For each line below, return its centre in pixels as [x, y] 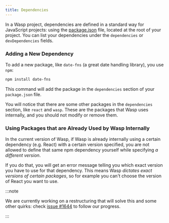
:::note [12, 191]
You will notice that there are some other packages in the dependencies [79, 104]
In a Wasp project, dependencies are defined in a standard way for [75, 24]
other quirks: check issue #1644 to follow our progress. [63, 206]
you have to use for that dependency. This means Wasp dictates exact [79, 171]
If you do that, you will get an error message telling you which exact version [84, 165]
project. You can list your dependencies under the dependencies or [74, 35]
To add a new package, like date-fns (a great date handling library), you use [85, 64]
